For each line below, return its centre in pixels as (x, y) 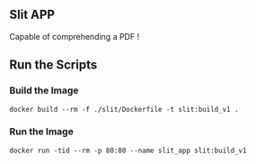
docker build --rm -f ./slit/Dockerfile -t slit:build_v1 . (124, 109)
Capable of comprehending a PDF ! (75, 36)
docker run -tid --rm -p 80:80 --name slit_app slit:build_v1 (128, 150)
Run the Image (41, 132)
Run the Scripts (53, 65)
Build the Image (44, 91)
